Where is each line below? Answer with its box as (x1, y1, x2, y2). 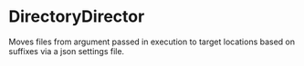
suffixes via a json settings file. (8, 45, 125, 56)
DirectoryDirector (8, 6, 145, 27)
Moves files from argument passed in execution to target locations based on (8, 36, 296, 47)
